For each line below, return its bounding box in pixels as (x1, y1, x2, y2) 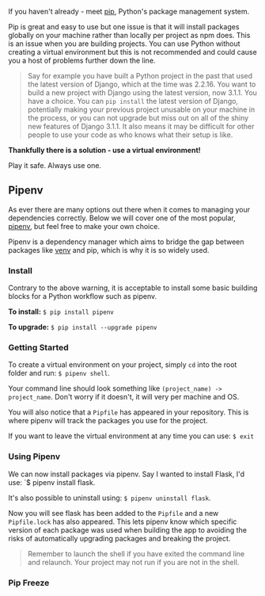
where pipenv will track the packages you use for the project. (8, 416, 208, 426)
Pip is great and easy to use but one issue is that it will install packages (8, 22, 240, 31)
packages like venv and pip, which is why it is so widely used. (8, 245, 210, 254)
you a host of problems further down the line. (8, 55, 156, 65)
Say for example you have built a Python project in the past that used (27, 71, 253, 80)
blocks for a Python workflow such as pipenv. (8, 292, 157, 301)
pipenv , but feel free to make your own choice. (8, 221, 161, 231)
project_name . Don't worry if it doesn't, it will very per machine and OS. (8, 392, 240, 402)
